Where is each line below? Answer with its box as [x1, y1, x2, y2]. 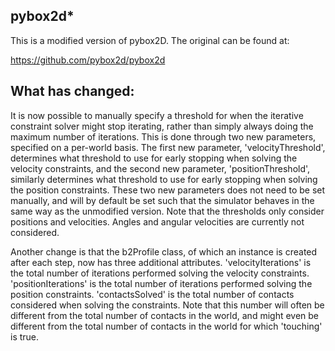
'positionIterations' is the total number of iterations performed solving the [10, 277, 313, 289]
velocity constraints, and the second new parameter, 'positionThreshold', [10, 162, 311, 174]
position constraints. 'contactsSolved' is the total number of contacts [10, 288, 295, 300]
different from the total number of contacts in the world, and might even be [10, 309, 320, 321]
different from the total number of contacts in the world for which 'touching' [10, 320, 323, 332]
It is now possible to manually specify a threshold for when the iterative [10, 109, 304, 121]
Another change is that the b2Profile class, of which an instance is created [10, 245, 318, 258]
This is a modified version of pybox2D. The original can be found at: [10, 34, 290, 46]
